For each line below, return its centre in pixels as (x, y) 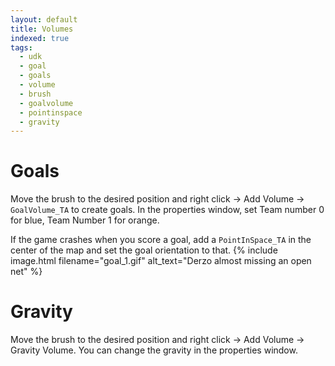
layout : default (44, 19)
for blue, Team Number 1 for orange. (85, 220)
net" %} (26, 272)
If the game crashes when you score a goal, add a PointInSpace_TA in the (161, 240)
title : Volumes (42, 29)
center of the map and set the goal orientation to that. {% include (144, 250)
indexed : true (40, 38)
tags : (21, 47)
